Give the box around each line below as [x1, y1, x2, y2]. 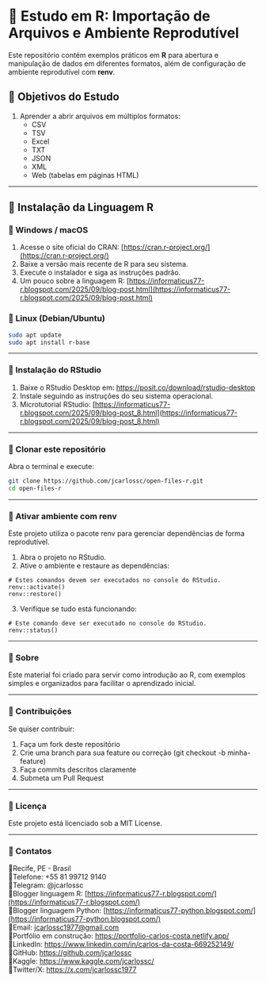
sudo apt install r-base [8, 338, 90, 346]
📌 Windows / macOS [8, 225, 89, 236]
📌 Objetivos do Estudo [8, 90, 120, 104]
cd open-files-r [8, 484, 62, 492]
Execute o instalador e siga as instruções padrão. [19, 268, 181, 277]
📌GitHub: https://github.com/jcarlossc [8, 948, 132, 957]
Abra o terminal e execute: [8, 462, 95, 472]
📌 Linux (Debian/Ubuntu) [8, 313, 105, 324]
